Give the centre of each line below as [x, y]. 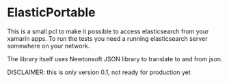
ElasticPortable [51, 13]
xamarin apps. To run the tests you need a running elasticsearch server [107, 38]
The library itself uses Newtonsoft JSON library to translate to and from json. [115, 59]
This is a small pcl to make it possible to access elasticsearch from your [108, 31]
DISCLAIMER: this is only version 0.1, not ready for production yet [99, 72]
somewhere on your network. [49, 46]
